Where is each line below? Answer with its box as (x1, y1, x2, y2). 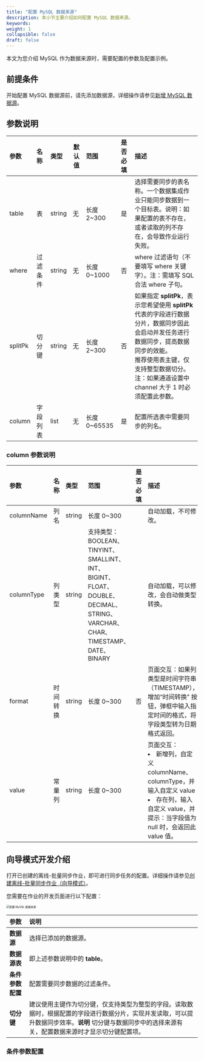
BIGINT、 (87, 573, 115, 581)
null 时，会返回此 (148, 822, 196, 831)
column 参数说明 (6, 450, 56, 459)
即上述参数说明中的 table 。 (29, 954, 107, 962)
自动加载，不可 (148, 506, 191, 515)
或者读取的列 (134, 223, 172, 231)
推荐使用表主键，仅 (134, 355, 190, 364)
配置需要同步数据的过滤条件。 (29, 979, 115, 988)
